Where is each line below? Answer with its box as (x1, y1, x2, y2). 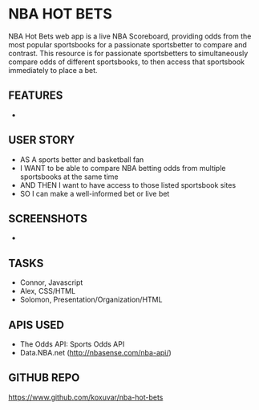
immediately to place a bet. (8, 65, 98, 75)
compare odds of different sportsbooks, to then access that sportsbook (8, 57, 245, 67)
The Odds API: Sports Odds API (19, 339, 125, 349)
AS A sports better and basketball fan (19, 154, 144, 164)
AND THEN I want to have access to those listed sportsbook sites (19, 180, 237, 189)
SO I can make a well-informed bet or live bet (19, 189, 170, 198)
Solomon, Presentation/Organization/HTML (19, 294, 163, 305)
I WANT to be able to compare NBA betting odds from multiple (19, 163, 226, 173)
